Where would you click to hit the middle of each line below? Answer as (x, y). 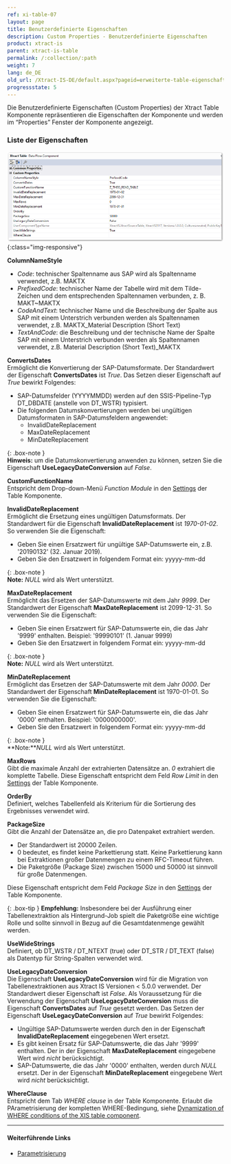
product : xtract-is (35, 44)
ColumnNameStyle (35, 261)
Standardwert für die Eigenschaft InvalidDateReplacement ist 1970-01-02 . (113, 524)
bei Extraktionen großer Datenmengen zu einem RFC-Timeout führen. (115, 860)
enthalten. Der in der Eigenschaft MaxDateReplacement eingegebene (116, 1051)
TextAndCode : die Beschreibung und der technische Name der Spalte (116, 333)
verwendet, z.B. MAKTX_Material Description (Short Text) (99, 325)
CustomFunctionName (40, 481)
